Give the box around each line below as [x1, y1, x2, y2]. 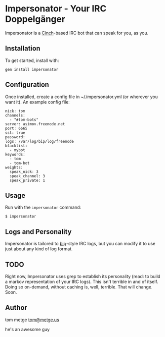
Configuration [5, 80, 49, 89]
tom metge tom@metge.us [5, 317, 59, 323]
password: [5, 134, 26, 139]
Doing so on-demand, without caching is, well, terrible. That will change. [5, 284, 153, 290]
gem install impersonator [5, 67, 58, 72]
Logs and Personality [5, 227, 72, 236]
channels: [5, 112, 26, 118]
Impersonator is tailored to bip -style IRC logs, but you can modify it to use [5, 241, 156, 247]
